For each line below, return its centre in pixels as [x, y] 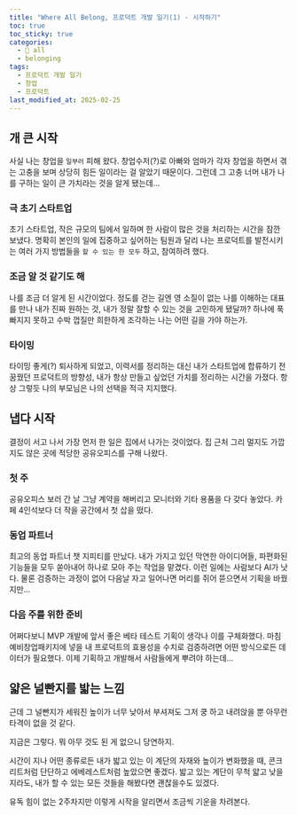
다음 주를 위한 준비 [46, 615]
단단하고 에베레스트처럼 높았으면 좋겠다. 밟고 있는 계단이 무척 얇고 [153, 772]
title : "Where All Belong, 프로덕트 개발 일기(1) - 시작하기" [115, 17]
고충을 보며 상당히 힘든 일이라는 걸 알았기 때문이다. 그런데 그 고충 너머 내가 [147, 172]
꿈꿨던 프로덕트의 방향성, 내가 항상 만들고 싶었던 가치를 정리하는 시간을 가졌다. [144, 377]
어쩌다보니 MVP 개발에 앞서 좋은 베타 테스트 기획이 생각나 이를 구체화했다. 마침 [145, 636]
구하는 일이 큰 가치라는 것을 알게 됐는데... [89, 184]
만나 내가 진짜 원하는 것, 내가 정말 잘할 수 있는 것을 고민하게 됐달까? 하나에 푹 [151, 309]
